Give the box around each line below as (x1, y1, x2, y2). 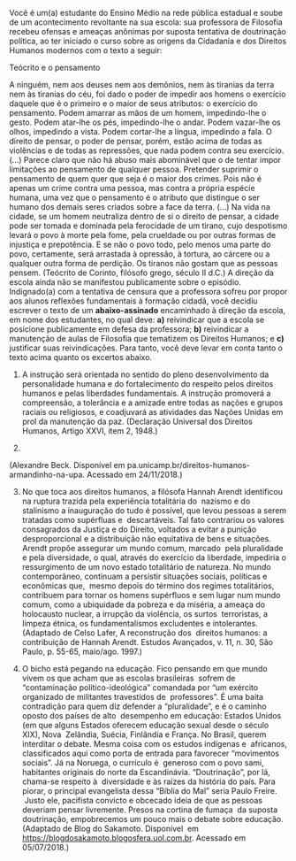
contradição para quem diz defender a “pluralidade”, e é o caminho (21, 701, 267, 711)
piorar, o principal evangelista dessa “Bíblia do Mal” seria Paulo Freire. (21, 786, 277, 796)
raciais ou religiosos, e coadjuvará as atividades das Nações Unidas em (21, 407, 284, 417)
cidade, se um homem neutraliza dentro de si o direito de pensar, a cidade (9, 211, 280, 221)
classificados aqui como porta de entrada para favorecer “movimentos (21, 748, 280, 758)
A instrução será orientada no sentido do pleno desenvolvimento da (21, 369, 269, 380)
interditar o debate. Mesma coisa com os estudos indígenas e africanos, (21, 739, 288, 749)
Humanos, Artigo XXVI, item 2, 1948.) (21, 426, 158, 436)
